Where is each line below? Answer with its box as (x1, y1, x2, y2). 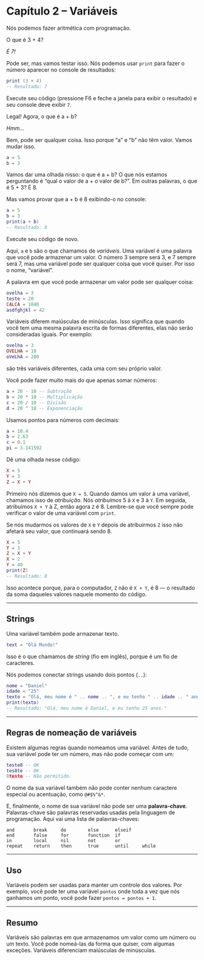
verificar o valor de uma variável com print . (6, 509, 116, 517)
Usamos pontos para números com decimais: (6, 416, 120, 423)
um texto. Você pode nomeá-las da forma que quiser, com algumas (6, 940, 175, 947)
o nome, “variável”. (6, 266, 53, 274)
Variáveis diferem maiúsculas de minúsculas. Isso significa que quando (6, 318, 185, 325)
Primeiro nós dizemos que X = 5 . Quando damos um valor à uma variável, (6, 490, 191, 497)
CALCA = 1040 (6, 301, 39, 307)
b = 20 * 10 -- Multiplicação (6, 393, 83, 400)
